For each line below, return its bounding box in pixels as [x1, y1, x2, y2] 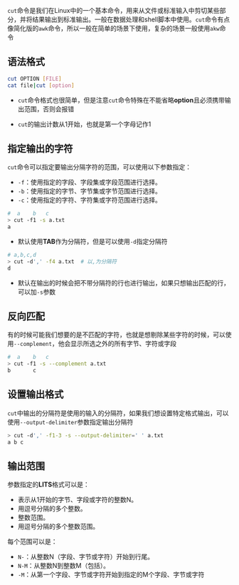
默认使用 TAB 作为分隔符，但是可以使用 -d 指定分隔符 [17, 238, 168, 245]
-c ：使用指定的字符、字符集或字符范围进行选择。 [17, 195, 162, 205]
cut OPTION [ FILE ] [7, 75, 62, 82]
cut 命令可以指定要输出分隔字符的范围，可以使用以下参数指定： [7, 163, 192, 171]
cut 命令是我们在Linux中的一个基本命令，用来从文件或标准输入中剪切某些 [7, 6, 220, 14]
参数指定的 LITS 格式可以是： [7, 480, 90, 489]
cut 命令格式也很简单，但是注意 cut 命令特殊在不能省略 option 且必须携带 [17, 96, 225, 104]
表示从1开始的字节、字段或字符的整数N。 [17, 495, 138, 504]
